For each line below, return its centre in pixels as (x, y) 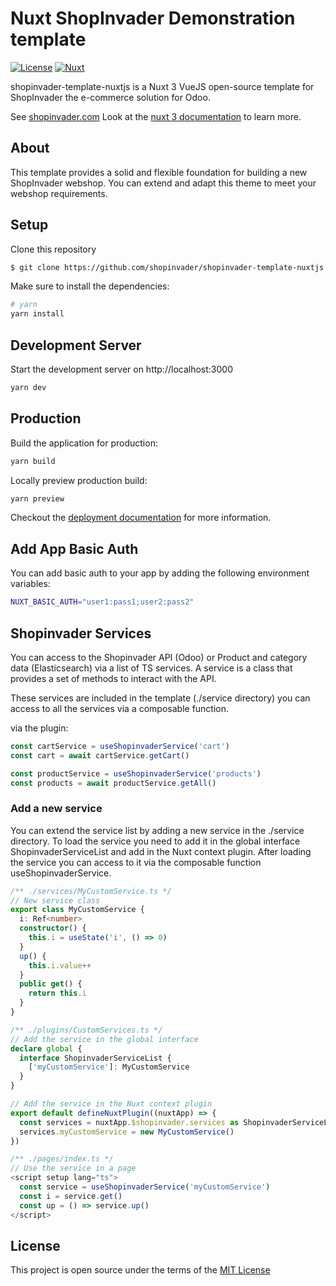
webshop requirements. (59, 193)
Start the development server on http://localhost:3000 (121, 369)
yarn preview (37, 498)
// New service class (55, 900)
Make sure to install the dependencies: (90, 286)
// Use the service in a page (73, 1168)
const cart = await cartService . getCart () (100, 755)
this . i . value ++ (60, 965)
